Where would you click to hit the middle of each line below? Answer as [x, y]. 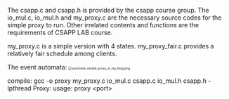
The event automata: [37, 67]
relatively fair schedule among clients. [62, 53]
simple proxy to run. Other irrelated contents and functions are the [103, 25]
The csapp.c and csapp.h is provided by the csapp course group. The [108, 10]
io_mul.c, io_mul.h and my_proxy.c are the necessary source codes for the [115, 18]
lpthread [19, 88]
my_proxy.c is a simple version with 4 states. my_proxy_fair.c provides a [111, 46]
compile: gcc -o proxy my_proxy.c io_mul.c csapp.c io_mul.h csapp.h [107, 81]
